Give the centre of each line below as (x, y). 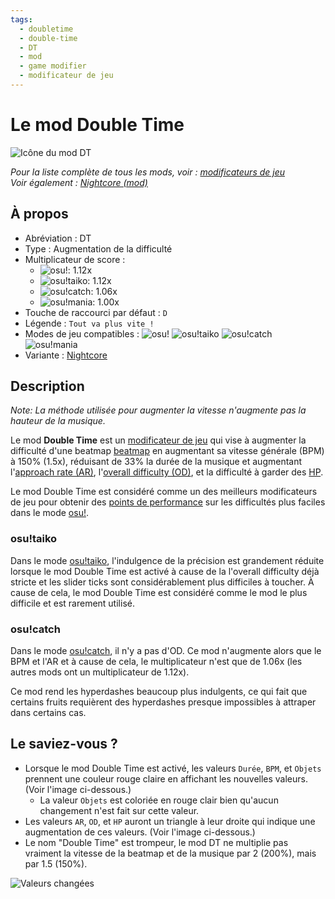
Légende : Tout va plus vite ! (89, 323)
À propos (39, 214)
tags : (21, 19)
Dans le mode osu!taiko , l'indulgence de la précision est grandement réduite (167, 560)
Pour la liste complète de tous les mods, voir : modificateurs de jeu (148, 172)
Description (47, 386)
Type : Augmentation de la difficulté (98, 248)
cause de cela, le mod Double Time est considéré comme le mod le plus (159, 592)
